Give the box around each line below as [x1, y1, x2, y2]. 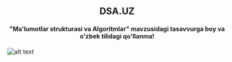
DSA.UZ [99, 6, 135, 17]
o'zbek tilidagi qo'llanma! [79, 32, 155, 40]
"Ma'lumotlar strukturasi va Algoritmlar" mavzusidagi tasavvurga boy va [9, 24, 225, 33]
